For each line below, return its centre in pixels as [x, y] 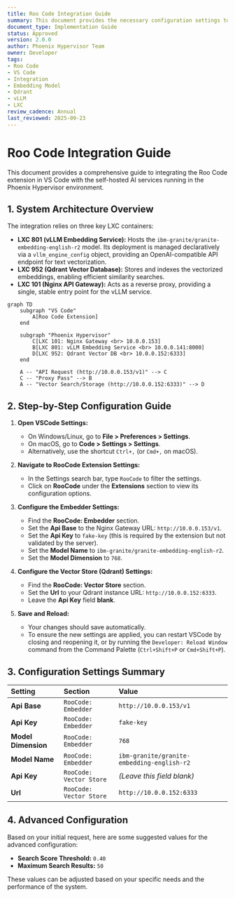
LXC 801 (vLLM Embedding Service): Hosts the [86, 240]
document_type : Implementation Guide [62, 27]
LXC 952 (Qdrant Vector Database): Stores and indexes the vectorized [120, 269]
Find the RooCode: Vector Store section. [87, 585]
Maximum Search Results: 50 [60, 865]
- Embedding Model [34, 86]
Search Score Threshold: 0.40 [62, 858]
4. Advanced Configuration [68, 820]
